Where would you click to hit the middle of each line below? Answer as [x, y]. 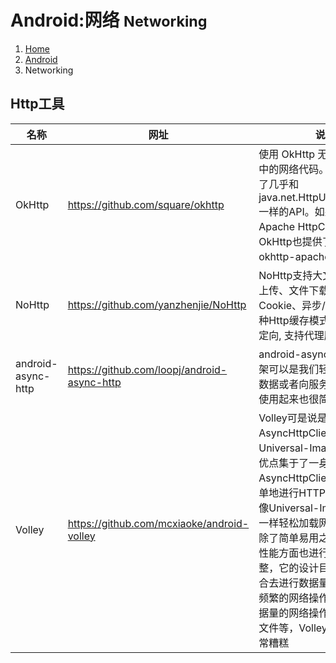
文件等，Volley [293, 628]
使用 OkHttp [286, 154]
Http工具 [37, 104]
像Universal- [289, 508]
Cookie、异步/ [292, 305]
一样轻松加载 [289, 523]
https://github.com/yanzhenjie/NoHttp [157, 304]
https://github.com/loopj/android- [147, 369]
